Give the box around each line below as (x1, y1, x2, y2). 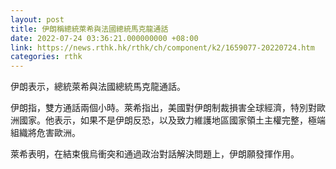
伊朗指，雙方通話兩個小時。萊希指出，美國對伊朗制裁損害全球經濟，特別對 (10, 102, 317, 114)
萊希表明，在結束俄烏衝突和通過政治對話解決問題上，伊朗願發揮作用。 (10, 148, 300, 160)
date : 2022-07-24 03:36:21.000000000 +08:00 (10, 33, 199, 43)
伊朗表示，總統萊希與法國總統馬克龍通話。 (10, 81, 186, 93)
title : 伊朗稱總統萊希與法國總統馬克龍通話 (10, 24, 169, 34)
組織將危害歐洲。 (10, 127, 81, 139)
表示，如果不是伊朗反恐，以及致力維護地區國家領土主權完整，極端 (53, 114, 326, 126)
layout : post (10, 14, 65, 25)
